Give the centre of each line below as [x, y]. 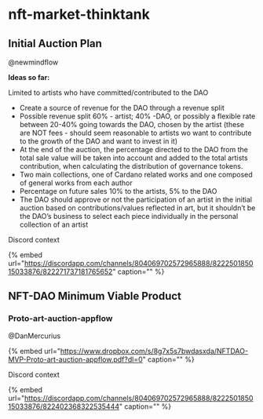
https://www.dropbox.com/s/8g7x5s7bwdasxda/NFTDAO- [154, 351]
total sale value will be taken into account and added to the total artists [134, 158]
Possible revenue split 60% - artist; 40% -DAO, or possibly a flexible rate [137, 116]
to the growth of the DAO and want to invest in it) [99, 141]
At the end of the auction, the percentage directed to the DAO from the [134, 149]
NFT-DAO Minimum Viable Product [95, 296]
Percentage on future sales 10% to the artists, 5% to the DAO [118, 191]
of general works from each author [76, 183]
